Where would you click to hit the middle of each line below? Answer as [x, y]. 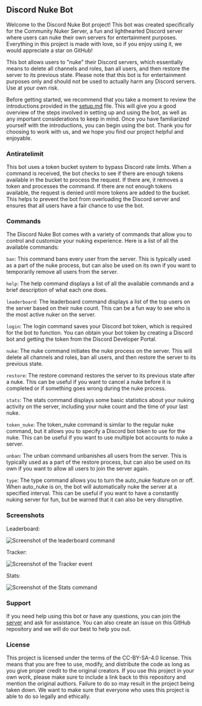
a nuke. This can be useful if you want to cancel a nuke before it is [89, 382]
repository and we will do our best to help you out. [69, 629]
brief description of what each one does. [57, 290]
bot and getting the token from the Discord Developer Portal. [81, 339]
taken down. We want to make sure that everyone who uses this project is [98, 690]
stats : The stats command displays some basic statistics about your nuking [100, 400]
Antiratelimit [25, 154]
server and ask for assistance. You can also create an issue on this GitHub [99, 622]
